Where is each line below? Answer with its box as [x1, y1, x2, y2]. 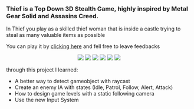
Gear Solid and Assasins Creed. [6, 12, 99, 20]
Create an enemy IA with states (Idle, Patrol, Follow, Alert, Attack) [14, 84, 173, 91]
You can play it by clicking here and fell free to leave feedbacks [6, 43, 160, 50]
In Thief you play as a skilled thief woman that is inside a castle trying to [6, 25, 181, 32]
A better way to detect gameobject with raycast [14, 78, 131, 85]
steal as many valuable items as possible [6, 32, 105, 39]
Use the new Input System [14, 96, 79, 104]
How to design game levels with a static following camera [14, 90, 154, 97]
